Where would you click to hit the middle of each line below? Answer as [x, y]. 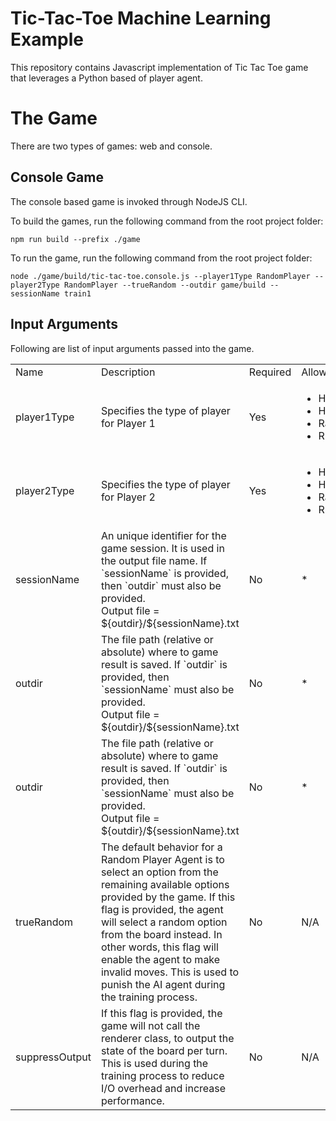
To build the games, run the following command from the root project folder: [167, 221]
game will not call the [150, 1025]
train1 [77, 293]
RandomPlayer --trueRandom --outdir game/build [165, 285]
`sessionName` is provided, [165, 573]
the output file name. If [154, 560]
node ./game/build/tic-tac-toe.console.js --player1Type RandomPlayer [160, 276]
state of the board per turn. [164, 1050]
